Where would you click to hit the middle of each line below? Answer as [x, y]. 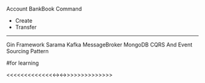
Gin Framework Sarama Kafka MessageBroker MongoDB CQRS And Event [99, 45]
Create [23, 20]
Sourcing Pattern [27, 51]
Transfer [26, 27]
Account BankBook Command [44, 9]
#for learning [23, 63]
